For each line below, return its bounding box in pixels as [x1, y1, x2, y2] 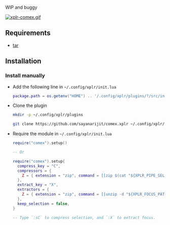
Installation [5, 57, 41, 65]
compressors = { [17, 168, 52, 173]
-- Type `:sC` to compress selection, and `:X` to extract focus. [12, 215, 156, 220]
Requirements [5, 29, 51, 37]
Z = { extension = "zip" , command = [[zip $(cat [22, 173, 126, 178]
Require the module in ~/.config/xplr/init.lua [12, 131, 112, 137]
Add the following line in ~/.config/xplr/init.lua [12, 84, 116, 90]
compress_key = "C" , [17, 163, 61, 169]
